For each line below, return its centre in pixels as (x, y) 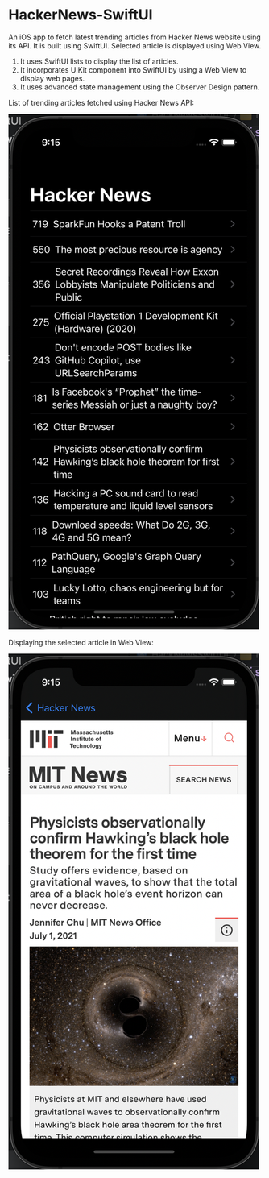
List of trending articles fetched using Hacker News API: (101, 102)
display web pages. (52, 78)
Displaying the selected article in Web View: (81, 642)
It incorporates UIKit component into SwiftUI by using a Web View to (133, 69)
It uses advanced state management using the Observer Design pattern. (140, 87)
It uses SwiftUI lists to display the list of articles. (99, 61)
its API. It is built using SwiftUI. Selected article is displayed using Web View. (135, 45)
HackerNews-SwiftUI (81, 15)
